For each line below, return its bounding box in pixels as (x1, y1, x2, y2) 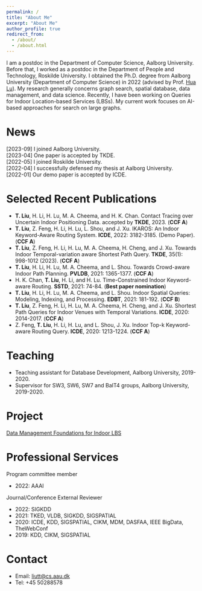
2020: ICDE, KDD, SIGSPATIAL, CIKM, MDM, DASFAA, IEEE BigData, (14, 518, 184, 526)
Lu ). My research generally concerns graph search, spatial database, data (6, 85, 191, 92)
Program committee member (6, 470, 78, 477)
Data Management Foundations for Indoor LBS (6, 429, 122, 436)
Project (6, 409, 43, 423)
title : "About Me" (6, 15, 52, 21)
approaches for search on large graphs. (23, 104, 122, 111)
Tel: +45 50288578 (14, 578, 63, 586)
